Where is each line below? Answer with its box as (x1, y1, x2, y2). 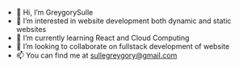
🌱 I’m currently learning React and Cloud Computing (15, 33, 190, 42)
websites (15, 25, 47, 34)
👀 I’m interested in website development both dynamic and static (15, 16, 232, 26)
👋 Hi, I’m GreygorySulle (15, 8, 94, 17)
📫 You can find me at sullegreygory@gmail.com (15, 50, 178, 60)
